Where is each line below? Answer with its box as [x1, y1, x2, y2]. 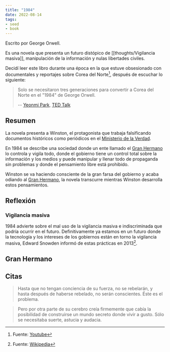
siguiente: [5, 76, 26, 83]
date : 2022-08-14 [5, 12, 42, 17]
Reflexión [5, 196, 36, 205]
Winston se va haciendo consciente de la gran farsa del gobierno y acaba [5, 171, 159, 177]
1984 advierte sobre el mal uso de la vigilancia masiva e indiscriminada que [5, 223, 162, 229]
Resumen [5, 116, 36, 125]
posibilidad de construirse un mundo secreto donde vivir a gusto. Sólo [17, 311, 164, 318]
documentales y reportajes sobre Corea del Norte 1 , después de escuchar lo [5, 70, 163, 77]
